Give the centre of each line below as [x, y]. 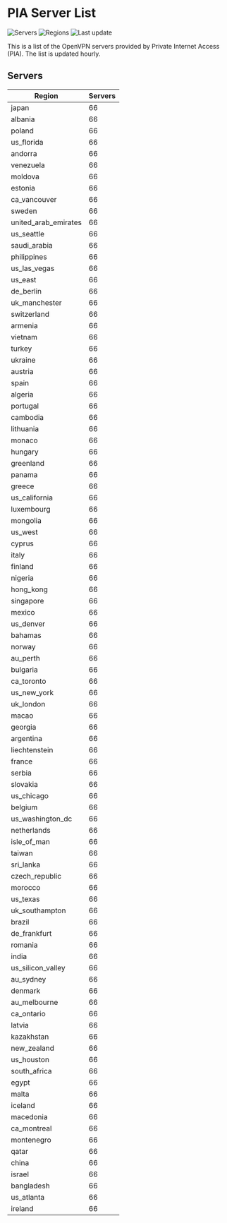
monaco [24, 440]
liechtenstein [32, 749]
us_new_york [32, 692]
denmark [26, 991]
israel [20, 1174]
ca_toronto [29, 681]
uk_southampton [38, 910]
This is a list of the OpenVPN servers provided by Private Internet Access [114, 46]
